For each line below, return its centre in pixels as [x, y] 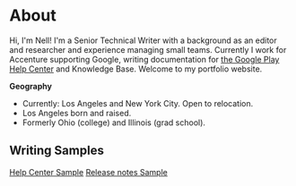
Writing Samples [57, 151]
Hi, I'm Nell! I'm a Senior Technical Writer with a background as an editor [143, 40]
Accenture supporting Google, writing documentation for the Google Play [144, 59]
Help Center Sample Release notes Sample [88, 172]
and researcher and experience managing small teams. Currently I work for [148, 49]
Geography [30, 86]
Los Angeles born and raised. [77, 113]
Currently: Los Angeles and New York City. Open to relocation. [138, 103]
